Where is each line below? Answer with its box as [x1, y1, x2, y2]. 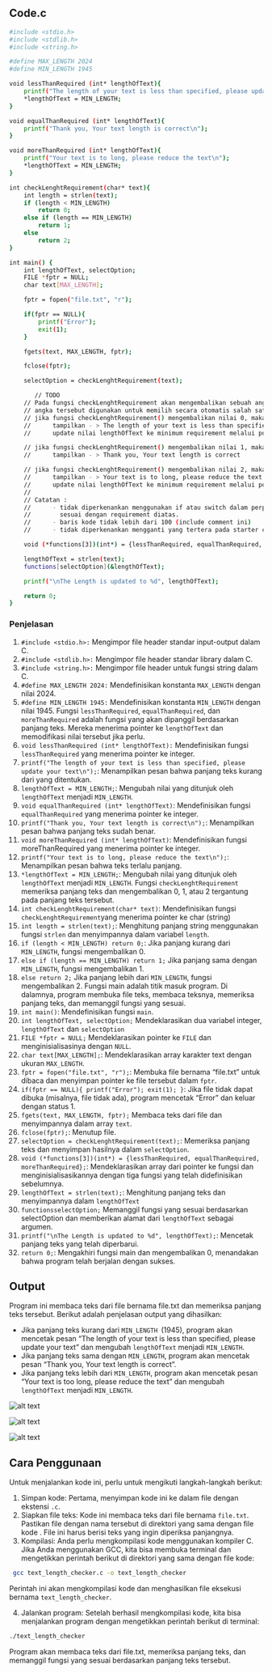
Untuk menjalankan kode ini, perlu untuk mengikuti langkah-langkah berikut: [9, 1477, 263, 1488]
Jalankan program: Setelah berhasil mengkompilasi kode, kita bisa [20, 1608, 241, 1618]
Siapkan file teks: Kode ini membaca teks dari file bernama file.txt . [20, 1510, 249, 1520]
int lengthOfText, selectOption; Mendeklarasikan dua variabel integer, [20, 1015, 262, 1025]
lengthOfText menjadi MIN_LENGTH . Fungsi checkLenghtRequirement [20, 877, 239, 887]
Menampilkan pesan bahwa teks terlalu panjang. [20, 860, 182, 870]
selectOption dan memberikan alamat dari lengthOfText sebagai [20, 1213, 234, 1223]
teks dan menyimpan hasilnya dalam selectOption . [20, 1144, 190, 1154]
